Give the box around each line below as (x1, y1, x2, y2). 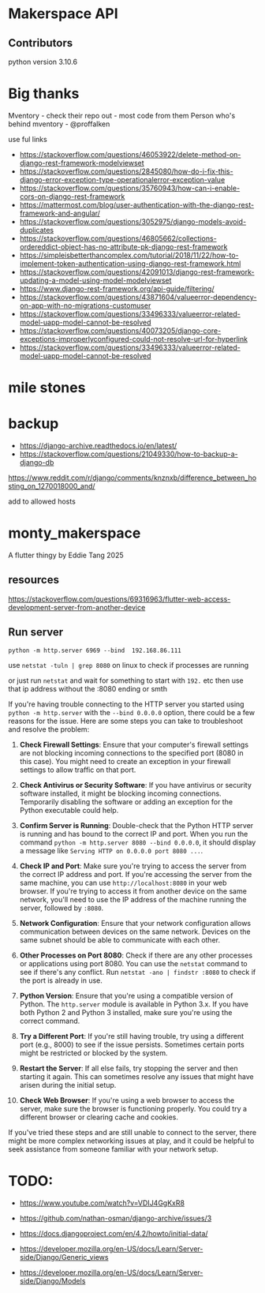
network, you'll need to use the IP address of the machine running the (19, 894, 247, 904)
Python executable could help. (19, 805, 119, 815)
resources (8, 573, 59, 587)
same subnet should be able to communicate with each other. (19, 935, 221, 944)
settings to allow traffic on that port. (19, 765, 136, 774)
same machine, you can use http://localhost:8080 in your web (19, 878, 227, 887)
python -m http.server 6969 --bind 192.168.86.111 (8, 646, 181, 654)
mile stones (8, 379, 86, 397)
